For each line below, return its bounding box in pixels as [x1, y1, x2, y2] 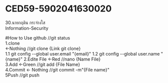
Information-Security [5, 25, 49, 31]
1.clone [5, 40, 20, 46]
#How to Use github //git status [5, 34, 70, 40]
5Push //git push [5, 72, 40, 78]
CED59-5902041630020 [5, 3, 112, 14]
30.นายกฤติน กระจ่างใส [5, 19, 45, 25]
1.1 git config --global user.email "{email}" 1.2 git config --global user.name [5, 50, 160, 56]
